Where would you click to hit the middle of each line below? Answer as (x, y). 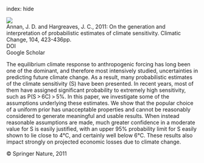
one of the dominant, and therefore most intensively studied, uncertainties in (102, 71)
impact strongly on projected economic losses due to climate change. (94, 142)
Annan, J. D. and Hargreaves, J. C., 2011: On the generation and (86, 26)
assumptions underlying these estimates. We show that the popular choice (100, 103)
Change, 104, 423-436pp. (39, 40)
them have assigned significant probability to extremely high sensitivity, (96, 90)
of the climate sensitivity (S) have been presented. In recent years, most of (100, 84)
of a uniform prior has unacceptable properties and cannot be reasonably (98, 109)
